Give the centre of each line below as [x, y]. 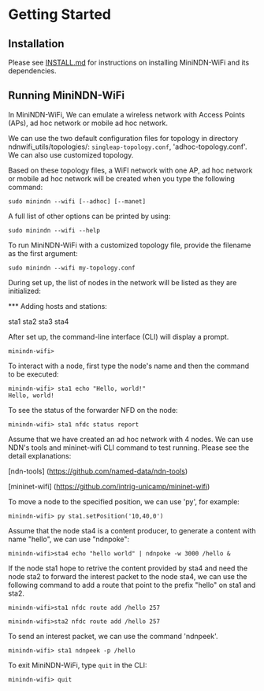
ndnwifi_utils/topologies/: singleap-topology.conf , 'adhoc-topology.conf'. [128, 147]
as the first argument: [43, 253]
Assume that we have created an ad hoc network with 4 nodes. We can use [131, 439]
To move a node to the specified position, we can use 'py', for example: [124, 501]
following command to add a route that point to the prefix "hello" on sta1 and [132, 585]
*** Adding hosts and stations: [58, 306]
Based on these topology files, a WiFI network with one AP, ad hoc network [130, 170]
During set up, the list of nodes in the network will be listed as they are [123, 282]
